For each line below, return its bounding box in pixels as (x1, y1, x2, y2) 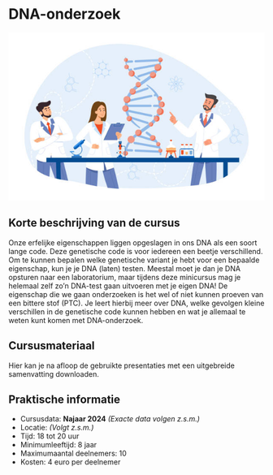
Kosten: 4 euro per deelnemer (19, 457, 121, 467)
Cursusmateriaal (8, 339, 95, 353)
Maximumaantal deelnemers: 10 (19, 448, 128, 459)
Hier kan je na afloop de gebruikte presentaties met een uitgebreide (8, 361, 236, 370)
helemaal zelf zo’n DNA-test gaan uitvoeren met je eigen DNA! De (8, 281, 228, 291)
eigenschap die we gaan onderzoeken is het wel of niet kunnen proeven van (8, 289, 264, 299)
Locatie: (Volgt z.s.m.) (19, 423, 94, 433)
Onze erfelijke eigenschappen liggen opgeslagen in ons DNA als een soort (8, 237, 258, 248)
